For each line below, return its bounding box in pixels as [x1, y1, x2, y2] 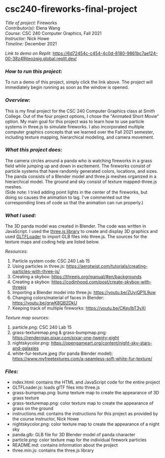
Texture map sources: [5, 315, 50, 321]
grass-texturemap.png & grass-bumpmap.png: [12, 330, 107, 336]
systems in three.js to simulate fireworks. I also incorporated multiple [5, 123, 144, 129]
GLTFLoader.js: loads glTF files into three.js [12, 384, 100, 390]
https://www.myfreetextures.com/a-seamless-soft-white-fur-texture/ [12, 356, 152, 362]
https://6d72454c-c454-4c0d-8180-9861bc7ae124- [52, 50, 158, 56]
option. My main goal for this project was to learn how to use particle [5, 118, 144, 124]
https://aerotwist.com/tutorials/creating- [66, 263, 148, 269]
